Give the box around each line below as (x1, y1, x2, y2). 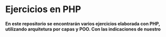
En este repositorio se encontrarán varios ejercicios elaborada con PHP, (5, 20, 160, 26)
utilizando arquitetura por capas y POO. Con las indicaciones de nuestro (5, 26, 161, 32)
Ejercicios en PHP (5, 4, 81, 15)
